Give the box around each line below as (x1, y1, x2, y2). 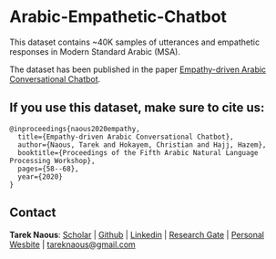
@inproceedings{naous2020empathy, (9, 124, 141, 133)
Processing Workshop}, (9, 156, 96, 165)
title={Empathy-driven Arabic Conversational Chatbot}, (17, 132, 234, 141)
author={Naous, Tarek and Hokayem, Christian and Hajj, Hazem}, (17, 140, 267, 150)
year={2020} (17, 171, 64, 181)
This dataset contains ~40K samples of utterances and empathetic (9, 36, 261, 47)
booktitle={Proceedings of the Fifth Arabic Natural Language (17, 148, 259, 157)
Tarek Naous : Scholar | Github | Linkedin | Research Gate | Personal (9, 229, 265, 240)
